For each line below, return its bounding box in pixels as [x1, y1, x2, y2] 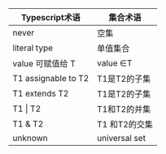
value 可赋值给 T [12, 58, 76, 69]
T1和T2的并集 [96, 104, 151, 114]
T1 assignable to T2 [12, 73, 90, 83]
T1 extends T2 [12, 88, 69, 99]
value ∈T [96, 58, 133, 68]
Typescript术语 [20, 12, 81, 23]
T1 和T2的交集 [96, 119, 153, 130]
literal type [12, 42, 53, 53]
